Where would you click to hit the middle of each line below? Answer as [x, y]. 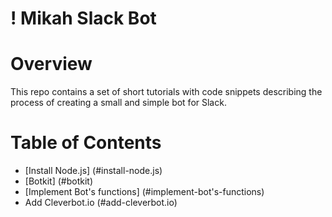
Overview [51, 64]
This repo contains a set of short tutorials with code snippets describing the [166, 92]
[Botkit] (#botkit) [59, 181]
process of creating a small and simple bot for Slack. [118, 103]
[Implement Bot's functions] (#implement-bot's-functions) [144, 192]
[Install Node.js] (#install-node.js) [93, 171]
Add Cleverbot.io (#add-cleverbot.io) [101, 203]
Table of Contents [86, 143]
